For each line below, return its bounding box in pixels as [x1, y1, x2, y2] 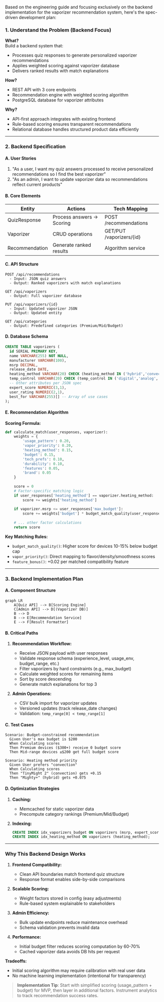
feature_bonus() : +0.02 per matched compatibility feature [12, 559, 129, 564]
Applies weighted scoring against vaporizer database [12, 63, 120, 69]
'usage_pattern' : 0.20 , [22, 439, 71, 443]
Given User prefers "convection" [9, 762, 78, 767]
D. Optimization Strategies [5, 785, 60, 791]
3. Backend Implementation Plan [5, 575, 83, 582]
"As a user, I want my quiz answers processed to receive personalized [12, 166, 154, 172]
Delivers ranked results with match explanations [12, 68, 109, 74]
